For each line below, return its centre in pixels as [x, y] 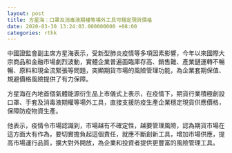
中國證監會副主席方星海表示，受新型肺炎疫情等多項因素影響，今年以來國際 [113, 53]
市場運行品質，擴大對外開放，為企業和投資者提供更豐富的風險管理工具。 [116, 143]
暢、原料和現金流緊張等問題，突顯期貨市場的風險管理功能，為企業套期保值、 [116, 70]
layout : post [26, 13]
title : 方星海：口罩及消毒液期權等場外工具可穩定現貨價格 [80, 20]
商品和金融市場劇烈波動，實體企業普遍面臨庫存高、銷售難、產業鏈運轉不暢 [119, 62]
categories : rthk [32, 33]
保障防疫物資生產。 [35, 111]
